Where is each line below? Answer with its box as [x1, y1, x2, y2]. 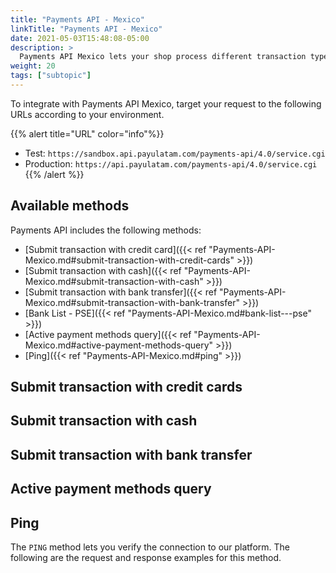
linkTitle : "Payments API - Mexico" [10, 24, 163, 34]
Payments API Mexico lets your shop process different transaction [19, 52, 307, 62]
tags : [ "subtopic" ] [10, 71, 92, 81]
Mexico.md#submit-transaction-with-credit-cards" [24, 254, 235, 266]
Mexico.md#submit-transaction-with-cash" [24, 275, 204, 287]
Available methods [10, 197, 130, 215]
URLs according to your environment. [10, 108, 165, 120]
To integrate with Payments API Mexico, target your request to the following [10, 97, 322, 110]
